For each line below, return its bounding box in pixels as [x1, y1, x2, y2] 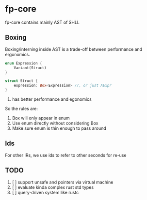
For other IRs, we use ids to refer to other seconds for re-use [5, 152, 127, 158]
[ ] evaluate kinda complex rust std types [12, 184, 94, 190]
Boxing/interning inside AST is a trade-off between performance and [5, 46, 142, 52]
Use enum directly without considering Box [12, 120, 98, 126]
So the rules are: [5, 106, 38, 111]
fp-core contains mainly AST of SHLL [5, 19, 80, 25]
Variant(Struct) [14, 65, 47, 70]
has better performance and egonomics [12, 96, 92, 102]
